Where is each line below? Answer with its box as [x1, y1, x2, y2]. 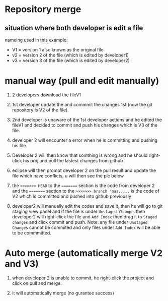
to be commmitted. [12, 229, 51, 235]
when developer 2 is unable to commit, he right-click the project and [12, 275, 154, 281]
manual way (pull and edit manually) [5, 75, 159, 87]
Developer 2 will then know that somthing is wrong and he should [12, 152, 148, 158]
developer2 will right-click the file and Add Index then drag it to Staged [12, 213, 157, 220]
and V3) [5, 258, 39, 270]
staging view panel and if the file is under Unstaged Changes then [12, 208, 145, 214]
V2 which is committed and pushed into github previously [12, 193, 132, 199]
